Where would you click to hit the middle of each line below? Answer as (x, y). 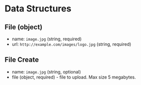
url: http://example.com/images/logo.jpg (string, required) (71, 44)
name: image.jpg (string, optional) (46, 72)
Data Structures (38, 9)
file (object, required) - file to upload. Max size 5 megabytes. (74, 77)
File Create (22, 60)
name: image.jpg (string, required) (47, 39)
